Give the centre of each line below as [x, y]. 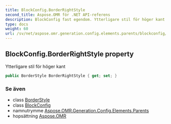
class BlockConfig [32, 105]
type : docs [17, 24]
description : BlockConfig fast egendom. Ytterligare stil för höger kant [85, 19]
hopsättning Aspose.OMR [39, 116]
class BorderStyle [31, 100]
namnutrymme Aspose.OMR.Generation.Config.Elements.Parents [81, 110]
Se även [15, 88]
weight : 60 [17, 29]
